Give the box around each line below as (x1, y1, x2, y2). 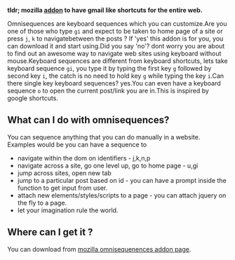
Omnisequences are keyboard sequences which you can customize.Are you (7, 20, 227, 27)
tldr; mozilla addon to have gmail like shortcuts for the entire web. (7, 6, 203, 14)
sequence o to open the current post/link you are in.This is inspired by (7, 87, 209, 95)
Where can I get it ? (7, 226, 93, 238)
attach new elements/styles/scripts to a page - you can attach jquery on (17, 191, 227, 199)
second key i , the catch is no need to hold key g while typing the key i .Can (7, 71, 224, 80)
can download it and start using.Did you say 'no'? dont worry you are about (7, 42, 225, 50)
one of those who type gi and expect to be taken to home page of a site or (7, 27, 223, 35)
